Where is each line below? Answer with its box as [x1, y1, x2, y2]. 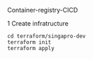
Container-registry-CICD [7, 6, 78, 14]
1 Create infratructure [7, 19, 69, 27]
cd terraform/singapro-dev [7, 33, 86, 40]
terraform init [7, 39, 52, 46]
